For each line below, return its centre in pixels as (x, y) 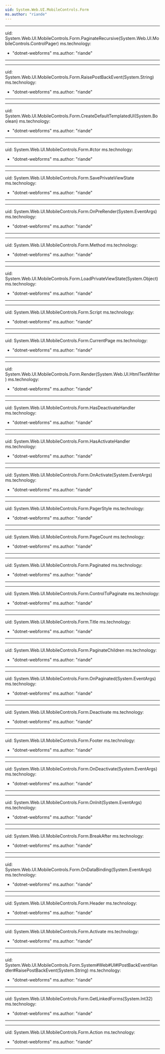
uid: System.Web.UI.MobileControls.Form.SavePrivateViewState (69, 177)
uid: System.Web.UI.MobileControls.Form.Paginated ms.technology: (74, 565)
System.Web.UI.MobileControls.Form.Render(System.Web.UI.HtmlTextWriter (82, 374)
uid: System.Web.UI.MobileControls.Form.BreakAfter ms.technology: (74, 836)
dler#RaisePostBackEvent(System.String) (47, 970)
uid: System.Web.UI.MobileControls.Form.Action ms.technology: (70, 1032)
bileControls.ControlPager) (32, 43)
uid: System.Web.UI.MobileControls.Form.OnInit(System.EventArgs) (73, 802)
